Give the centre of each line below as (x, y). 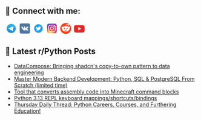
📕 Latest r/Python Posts (51, 52)
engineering (29, 72)
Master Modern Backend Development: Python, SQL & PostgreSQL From (104, 78)
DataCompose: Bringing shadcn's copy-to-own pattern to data (92, 66)
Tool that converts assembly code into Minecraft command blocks (96, 92)
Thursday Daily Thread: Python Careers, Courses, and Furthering (95, 104)
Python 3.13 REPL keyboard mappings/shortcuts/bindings (85, 98)
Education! (27, 111)
